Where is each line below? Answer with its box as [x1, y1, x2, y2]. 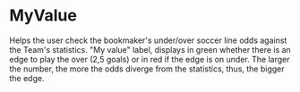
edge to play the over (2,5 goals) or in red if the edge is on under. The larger [9, 54, 290, 64]
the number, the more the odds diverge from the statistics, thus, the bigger [9, 63, 285, 74]
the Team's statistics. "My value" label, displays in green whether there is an [9, 44, 291, 54]
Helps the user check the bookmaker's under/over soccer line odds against [9, 35, 287, 46]
